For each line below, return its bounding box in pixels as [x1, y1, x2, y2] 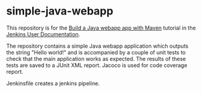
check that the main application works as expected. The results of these [6, 55, 186, 62]
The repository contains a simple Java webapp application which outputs [6, 42, 189, 50]
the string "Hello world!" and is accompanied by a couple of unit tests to [6, 48, 186, 56]
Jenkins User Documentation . [6, 30, 80, 37]
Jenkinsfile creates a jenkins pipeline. [6, 80, 100, 87]
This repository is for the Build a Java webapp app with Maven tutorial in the [6, 24, 197, 31]
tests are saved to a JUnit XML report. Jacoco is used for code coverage [6, 62, 187, 69]
